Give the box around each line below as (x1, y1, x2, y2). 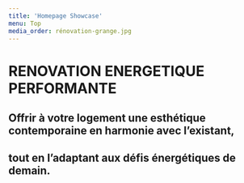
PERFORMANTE (8, 79, 117, 97)
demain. (8, 164, 51, 178)
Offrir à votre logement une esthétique (8, 111, 206, 125)
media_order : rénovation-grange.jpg (8, 27, 132, 35)
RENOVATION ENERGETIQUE (8, 62, 204, 80)
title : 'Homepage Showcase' (8, 11, 103, 20)
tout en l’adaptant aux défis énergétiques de (8, 151, 236, 165)
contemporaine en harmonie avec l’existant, (8, 123, 235, 138)
